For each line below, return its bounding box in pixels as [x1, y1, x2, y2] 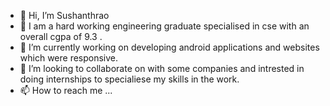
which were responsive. [19, 52, 119, 64]
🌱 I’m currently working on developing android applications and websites [19, 41, 320, 53]
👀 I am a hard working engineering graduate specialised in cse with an [19, 20, 310, 32]
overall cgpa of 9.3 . [19, 31, 103, 42]
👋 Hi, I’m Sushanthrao [19, 10, 110, 21]
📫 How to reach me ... [19, 85, 113, 96]
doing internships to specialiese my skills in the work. [19, 73, 240, 85]
